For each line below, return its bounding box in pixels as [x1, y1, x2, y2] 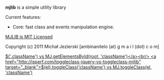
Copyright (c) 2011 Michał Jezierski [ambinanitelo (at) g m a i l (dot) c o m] [5, 44, 159, 50]
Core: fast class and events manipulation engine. [12, 24, 114, 30]
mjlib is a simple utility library [5, 5, 67, 10]
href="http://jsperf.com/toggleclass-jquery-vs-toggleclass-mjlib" [5, 59, 141, 65]
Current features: [5, 14, 42, 20]
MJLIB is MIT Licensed [5, 34, 53, 39]
